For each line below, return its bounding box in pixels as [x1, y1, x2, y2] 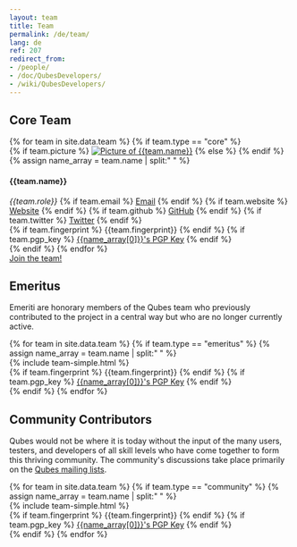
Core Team [9, 113, 72, 128]
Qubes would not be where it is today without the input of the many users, [9, 435, 283, 447]
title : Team [9, 21, 54, 30]
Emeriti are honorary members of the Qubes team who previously [9, 302, 250, 313]
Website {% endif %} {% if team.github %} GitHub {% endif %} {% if [9, 205, 262, 215]
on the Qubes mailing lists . [9, 464, 107, 475]
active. [9, 321, 34, 332]
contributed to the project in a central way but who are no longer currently [9, 312, 283, 323]
